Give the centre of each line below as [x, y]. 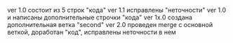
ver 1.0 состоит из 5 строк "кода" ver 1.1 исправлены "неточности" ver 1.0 [117, 10]
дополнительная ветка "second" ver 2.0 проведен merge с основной [110, 25]
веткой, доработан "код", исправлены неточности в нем [92, 32]
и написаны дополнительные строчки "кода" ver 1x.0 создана [100, 17]
